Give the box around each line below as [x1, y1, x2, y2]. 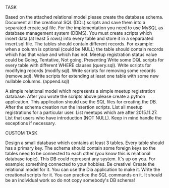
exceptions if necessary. [5, 120, 57, 126]
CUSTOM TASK [5, 130, 38, 136]
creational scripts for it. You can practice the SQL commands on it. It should [5, 172, 162, 178]
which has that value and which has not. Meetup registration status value [5, 51, 157, 57]
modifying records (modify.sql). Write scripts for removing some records [5, 68, 156, 74]
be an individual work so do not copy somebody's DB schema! [5, 177, 135, 183]
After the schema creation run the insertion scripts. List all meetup [5, 104, 143, 110]
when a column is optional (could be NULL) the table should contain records [5, 46, 164, 52]
